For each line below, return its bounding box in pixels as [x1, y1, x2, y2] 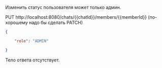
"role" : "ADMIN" [14, 38, 49, 44]
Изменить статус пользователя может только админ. [5, 5, 121, 10]
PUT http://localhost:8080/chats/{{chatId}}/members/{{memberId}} [5, 14, 147, 20]
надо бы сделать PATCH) [28, 20, 83, 25]
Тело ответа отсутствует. [5, 57, 60, 63]
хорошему [5, 20, 28, 25]
